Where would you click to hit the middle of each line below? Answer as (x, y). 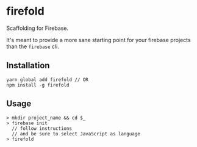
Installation (28, 66)
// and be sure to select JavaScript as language (76, 134)
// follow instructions (42, 128)
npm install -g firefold (38, 85)
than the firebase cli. (33, 46)
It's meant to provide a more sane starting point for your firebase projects (99, 40)
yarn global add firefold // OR (47, 80)
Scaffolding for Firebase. (38, 28)
